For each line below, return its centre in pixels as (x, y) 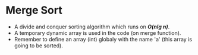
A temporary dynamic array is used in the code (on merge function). (98, 33)
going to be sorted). (39, 46)
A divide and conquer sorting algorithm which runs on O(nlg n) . (92, 27)
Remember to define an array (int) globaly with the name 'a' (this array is (103, 39)
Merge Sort (34, 10)
